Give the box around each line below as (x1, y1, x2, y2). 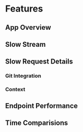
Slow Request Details (5, 57, 73, 66)
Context (5, 86, 26, 93)
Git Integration (5, 73, 41, 80)
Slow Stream (5, 40, 46, 48)
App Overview (5, 23, 51, 32)
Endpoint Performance (5, 101, 78, 110)
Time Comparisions (5, 118, 68, 127)
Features (5, 3, 43, 15)
